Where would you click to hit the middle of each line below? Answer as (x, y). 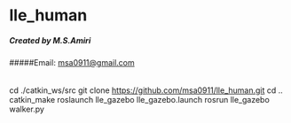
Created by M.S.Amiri (50, 40)
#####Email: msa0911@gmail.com (72, 63)
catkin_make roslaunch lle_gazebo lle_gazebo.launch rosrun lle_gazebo (140, 99)
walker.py (27, 109)
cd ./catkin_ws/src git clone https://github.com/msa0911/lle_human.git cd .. (146, 90)
